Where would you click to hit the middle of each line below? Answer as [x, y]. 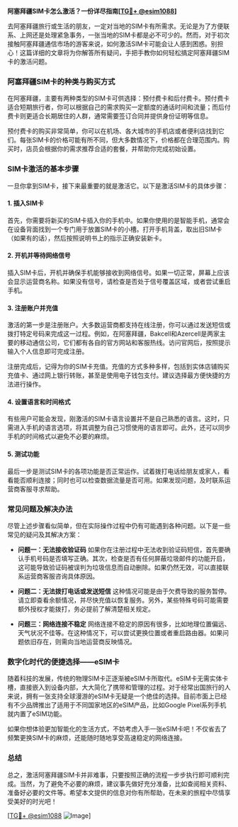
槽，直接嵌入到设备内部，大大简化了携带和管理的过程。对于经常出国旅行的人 [119, 688]
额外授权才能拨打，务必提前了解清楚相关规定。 [86, 609]
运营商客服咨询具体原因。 [61, 576]
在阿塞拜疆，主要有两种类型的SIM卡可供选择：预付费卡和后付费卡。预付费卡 [119, 98]
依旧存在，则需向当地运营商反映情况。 [80, 641]
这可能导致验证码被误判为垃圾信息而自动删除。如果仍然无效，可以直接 [120, 567]
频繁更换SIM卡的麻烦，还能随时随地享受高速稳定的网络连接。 [97, 738]
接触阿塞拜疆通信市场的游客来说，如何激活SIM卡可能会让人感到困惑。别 [112, 44]
